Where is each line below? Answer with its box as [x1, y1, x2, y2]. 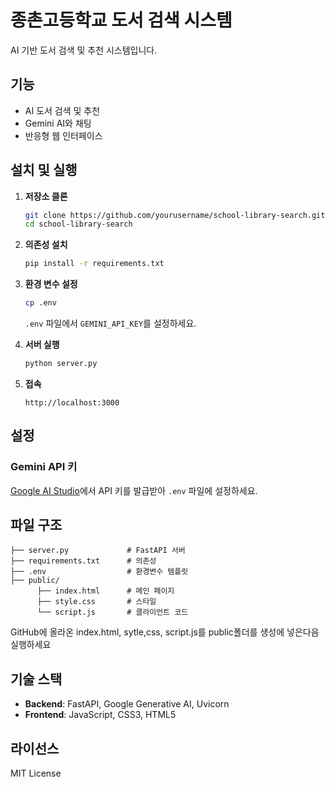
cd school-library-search [24, 219, 133, 230]
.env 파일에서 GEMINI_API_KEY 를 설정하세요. [24, 317, 197, 330]
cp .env [24, 298, 57, 308]
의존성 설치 [24, 239, 68, 251]
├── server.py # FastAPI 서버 [10, 546, 186, 556]
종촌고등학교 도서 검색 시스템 [10, 9, 233, 32]
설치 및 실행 [10, 162, 78, 179]
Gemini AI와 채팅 [24, 117, 92, 129]
